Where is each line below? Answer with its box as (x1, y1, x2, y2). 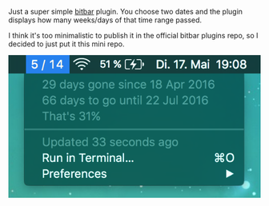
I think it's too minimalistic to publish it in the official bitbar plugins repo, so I (8, 31, 259, 40)
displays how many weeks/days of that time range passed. (8, 15, 203, 25)
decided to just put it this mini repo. (8, 39, 126, 49)
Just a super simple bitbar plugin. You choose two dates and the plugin (8, 7, 243, 16)
